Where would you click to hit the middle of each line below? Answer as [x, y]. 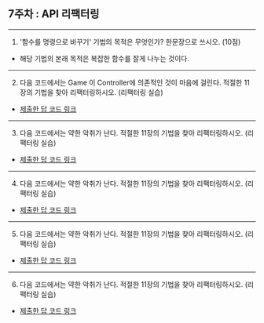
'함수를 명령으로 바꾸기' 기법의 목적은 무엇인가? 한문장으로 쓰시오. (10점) [130, 42]
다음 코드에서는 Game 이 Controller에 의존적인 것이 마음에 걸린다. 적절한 [131, 82]
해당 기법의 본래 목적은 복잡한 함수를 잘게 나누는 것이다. [104, 58]
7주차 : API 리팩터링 [54, 14]
